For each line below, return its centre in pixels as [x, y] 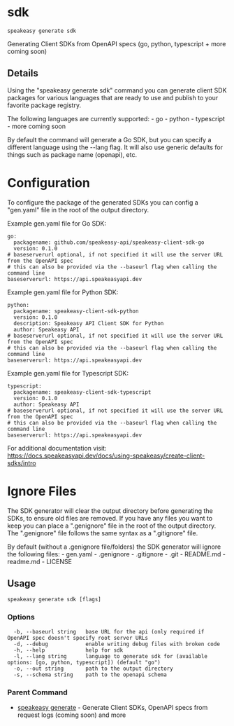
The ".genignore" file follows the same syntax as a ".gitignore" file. [103, 533]
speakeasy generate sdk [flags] [54, 600]
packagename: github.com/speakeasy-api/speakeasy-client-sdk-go [109, 242]
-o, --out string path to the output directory [93, 669]
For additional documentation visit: [57, 448]
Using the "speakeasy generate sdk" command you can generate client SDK [117, 90]
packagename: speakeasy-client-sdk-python [76, 311]
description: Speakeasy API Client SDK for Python [89, 323]
